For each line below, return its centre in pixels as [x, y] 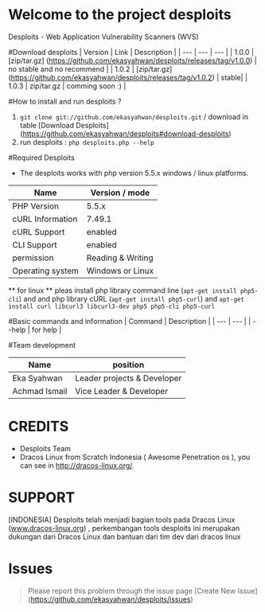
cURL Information [45, 219]
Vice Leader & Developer [122, 391]
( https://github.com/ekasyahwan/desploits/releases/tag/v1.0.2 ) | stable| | [128, 77]
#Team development [42, 345]
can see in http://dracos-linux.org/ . [77, 465]
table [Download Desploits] [64, 125]
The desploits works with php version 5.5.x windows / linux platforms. [134, 173]
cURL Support [39, 232]
